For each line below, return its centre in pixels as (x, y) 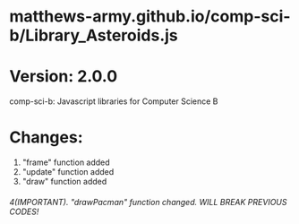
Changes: (46, 138)
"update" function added (68, 172)
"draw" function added (64, 182)
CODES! (24, 211)
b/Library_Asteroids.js (94, 35)
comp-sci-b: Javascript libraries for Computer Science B (114, 101)
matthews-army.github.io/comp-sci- (150, 17)
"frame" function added (66, 162)
